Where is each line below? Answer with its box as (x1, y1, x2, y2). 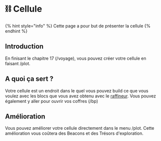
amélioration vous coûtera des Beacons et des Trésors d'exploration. (5, 130, 144, 137)
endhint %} (5, 28, 28, 34)
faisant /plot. (5, 60, 31, 66)
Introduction (5, 42, 44, 51)
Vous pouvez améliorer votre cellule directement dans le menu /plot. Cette (5, 125, 155, 131)
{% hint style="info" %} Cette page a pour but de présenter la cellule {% (5, 23, 151, 29)
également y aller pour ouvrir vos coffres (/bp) (5, 98, 99, 104)
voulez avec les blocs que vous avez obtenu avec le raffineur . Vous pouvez (5, 93, 156, 99)
